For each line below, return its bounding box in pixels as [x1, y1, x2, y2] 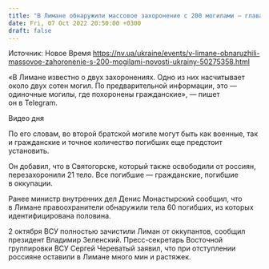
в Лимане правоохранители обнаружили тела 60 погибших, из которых [8, 203, 254, 212]
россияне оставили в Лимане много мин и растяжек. [8, 252, 191, 262]
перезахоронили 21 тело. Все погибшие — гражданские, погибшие [8, 170, 239, 180]
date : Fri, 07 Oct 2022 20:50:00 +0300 [8, 19, 142, 27]
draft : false [8, 26, 52, 34]
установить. [8, 146, 50, 156]
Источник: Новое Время [8, 49, 91, 58]
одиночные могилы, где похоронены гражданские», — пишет [8, 90, 220, 99]
